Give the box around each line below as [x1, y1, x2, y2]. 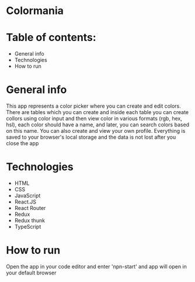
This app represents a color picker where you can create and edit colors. [6, 102, 181, 109]
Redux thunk [14, 217, 46, 223]
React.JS [14, 198, 37, 205]
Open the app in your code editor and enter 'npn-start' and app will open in [6, 263, 187, 270]
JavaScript [14, 192, 41, 199]
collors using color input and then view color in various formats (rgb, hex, [6, 115, 182, 122]
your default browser [6, 269, 57, 276]
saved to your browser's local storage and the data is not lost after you [6, 133, 176, 141]
